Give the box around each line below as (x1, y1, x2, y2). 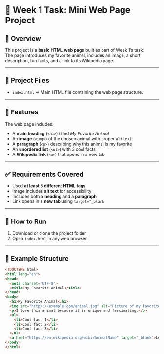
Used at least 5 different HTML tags (12, 183, 86, 189)
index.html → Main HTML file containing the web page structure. (12, 89, 143, 95)
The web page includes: (5, 121, 54, 127)
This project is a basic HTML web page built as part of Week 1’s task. (5, 47, 144, 53)
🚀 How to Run (5, 217, 47, 225)
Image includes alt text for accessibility (12, 188, 92, 194)
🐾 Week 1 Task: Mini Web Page (5, 4, 131, 16)
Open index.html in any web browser (12, 236, 87, 242)
